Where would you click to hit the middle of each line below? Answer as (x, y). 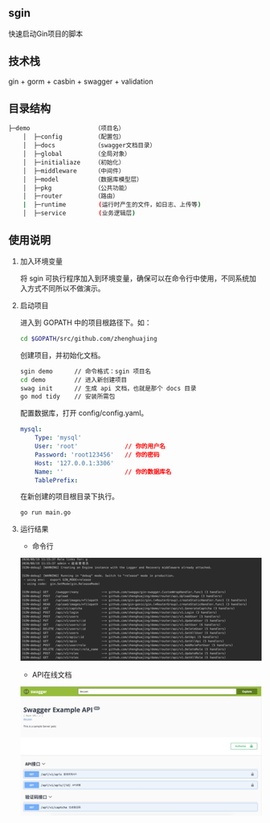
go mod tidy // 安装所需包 (67, 397)
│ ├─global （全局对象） (77, 154)
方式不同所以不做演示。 (66, 288)
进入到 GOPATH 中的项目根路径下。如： (86, 322)
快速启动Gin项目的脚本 (46, 33)
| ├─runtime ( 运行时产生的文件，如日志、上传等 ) (112, 205)
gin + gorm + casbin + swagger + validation (81, 81)
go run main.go (45, 513)
